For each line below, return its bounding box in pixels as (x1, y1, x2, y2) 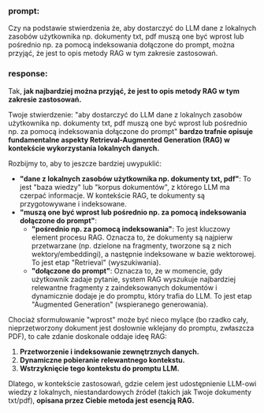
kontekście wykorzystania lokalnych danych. (8, 143, 160, 153)
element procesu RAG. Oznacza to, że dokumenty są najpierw (31, 233, 233, 242)
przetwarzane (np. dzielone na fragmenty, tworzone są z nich (31, 240, 232, 250)
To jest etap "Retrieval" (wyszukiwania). (31, 258, 162, 267)
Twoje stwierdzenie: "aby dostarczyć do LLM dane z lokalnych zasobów (8, 110, 243, 119)
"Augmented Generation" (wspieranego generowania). (31, 300, 209, 309)
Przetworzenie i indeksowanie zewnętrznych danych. (19, 347, 199, 356)
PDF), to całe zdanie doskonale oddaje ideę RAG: (8, 331, 167, 340)
